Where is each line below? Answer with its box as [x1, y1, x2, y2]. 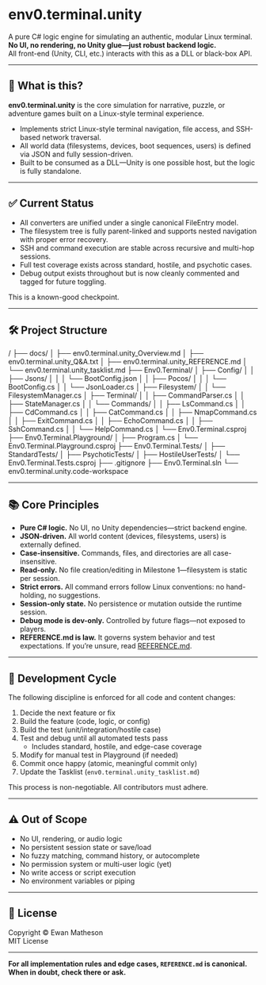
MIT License [8, 936, 49, 945]
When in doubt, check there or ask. [8, 967, 127, 977]
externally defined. [19, 540, 82, 549]
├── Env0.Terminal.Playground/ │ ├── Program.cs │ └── [8, 433, 199, 442]
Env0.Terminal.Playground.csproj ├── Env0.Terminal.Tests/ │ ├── [8, 441, 226, 451]
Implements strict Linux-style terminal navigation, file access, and [19, 124, 234, 133]
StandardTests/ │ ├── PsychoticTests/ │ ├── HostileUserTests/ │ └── [8, 450, 240, 460]
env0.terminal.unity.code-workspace [8, 467, 129, 476]
